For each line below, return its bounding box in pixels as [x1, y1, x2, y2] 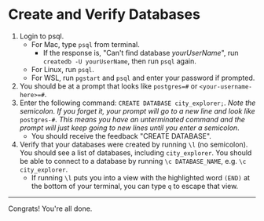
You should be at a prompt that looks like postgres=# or [19, 81, 198, 91]
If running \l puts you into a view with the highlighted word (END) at [31, 172, 250, 182]
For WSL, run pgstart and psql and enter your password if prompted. [31, 73, 255, 82]
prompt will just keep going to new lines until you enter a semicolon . [19, 123, 240, 132]
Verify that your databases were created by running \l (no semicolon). [19, 139, 248, 149]
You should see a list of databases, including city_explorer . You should [19, 147, 252, 158]
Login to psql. [19, 31, 64, 41]
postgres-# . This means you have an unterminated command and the [19, 114, 246, 124]
